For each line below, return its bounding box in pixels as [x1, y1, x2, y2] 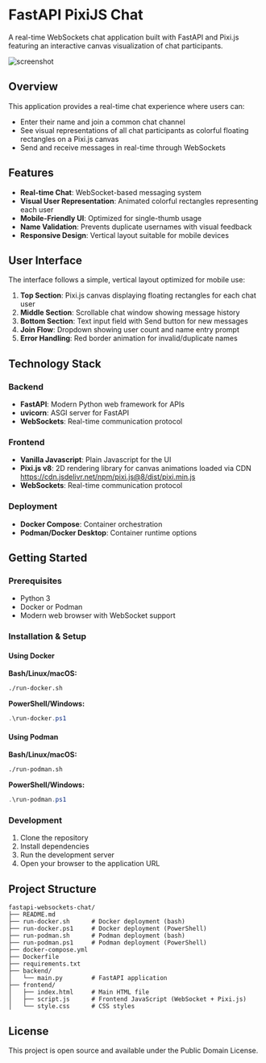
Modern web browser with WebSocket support [19, 611, 176, 620]
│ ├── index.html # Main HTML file [8, 988, 150, 997]
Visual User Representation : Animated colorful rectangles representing [19, 196, 259, 206]
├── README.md [8, 911, 56, 919]
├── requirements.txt [8, 960, 81, 969]
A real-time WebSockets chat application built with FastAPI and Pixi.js [8, 32, 239, 42]
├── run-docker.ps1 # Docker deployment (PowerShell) [8, 925, 207, 933]
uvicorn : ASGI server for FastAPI [19, 408, 130, 418]
